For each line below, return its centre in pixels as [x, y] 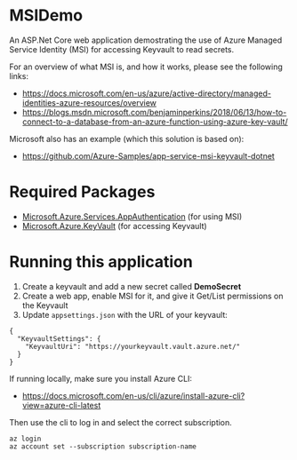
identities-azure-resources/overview [89, 102]
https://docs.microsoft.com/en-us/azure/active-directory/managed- [146, 93]
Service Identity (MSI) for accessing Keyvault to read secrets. [122, 49]
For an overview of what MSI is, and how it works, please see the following [146, 67]
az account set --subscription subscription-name [103, 446]
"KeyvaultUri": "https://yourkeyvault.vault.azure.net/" [133, 346]
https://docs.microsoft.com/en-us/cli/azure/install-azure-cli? [133, 395]
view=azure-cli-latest [61, 405]
